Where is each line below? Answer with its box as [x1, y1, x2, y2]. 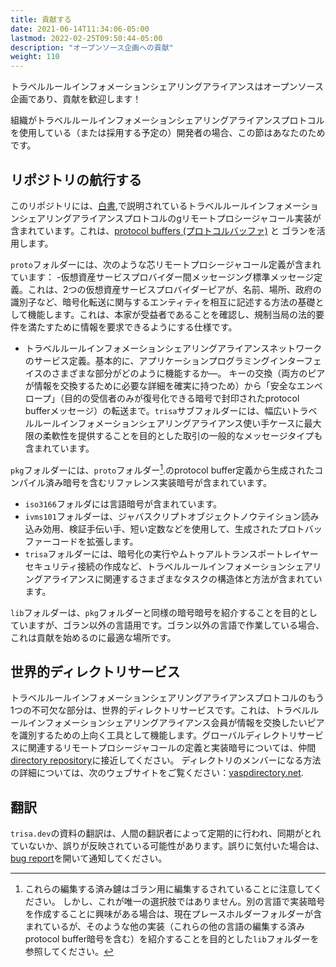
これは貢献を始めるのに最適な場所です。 [10, 631, 177, 643]
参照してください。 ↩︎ [24, 946, 114, 958]
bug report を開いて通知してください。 [10, 852, 168, 865]
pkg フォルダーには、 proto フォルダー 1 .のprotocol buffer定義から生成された [10, 462, 315, 476]
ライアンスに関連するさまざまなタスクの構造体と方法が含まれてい [51, 572, 323, 585]
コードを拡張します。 [51, 535, 139, 547]
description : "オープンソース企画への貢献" [10, 42, 174, 53]
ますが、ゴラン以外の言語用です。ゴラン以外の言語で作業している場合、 [27, 619, 325, 631]
